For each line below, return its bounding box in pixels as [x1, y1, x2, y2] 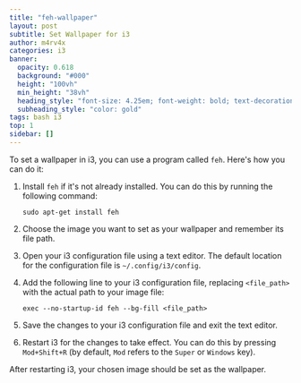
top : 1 [9, 122, 34, 131]
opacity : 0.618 [17, 64, 74, 72]
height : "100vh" [17, 80, 78, 89]
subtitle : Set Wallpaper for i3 [9, 30, 130, 38]
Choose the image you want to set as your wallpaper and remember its [21, 223, 284, 234]
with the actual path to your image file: [21, 286, 165, 297]
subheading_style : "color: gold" [17, 105, 142, 114]
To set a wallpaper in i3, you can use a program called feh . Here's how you [9, 154, 286, 165]
